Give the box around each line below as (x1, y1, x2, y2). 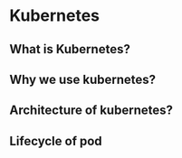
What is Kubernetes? (9, 42, 131, 57)
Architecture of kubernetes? (9, 103, 174, 118)
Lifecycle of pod (9, 133, 102, 149)
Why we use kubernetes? (9, 71, 157, 87)
